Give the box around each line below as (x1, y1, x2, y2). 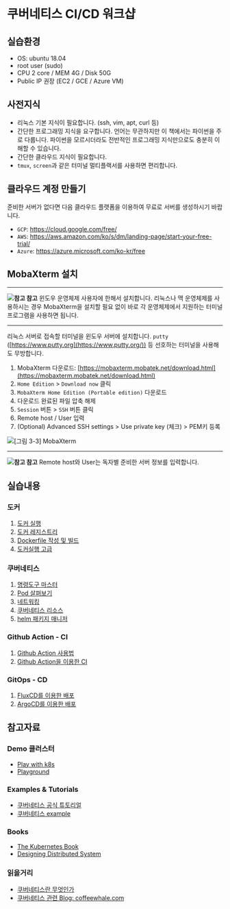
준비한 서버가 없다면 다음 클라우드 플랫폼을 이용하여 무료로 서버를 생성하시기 (7, 203, 210, 211)
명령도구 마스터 (16, 580, 58, 589)
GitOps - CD (7, 675, 48, 684)
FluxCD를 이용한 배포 (16, 691, 75, 699)
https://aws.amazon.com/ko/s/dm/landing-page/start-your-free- (29, 232, 212, 240)
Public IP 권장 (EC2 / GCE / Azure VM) (16, 77, 125, 85)
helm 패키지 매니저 (16, 614, 68, 623)
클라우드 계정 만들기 (7, 183, 86, 195)
